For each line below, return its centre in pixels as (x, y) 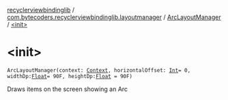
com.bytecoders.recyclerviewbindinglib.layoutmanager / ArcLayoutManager (114, 17)
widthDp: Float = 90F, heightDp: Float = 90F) (70, 76)
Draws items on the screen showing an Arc (68, 89)
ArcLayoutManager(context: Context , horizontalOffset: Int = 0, (99, 70)
